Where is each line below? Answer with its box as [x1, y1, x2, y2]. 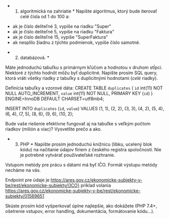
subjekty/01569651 [5, 193, 44, 199]
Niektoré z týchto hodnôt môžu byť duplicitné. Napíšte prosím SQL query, [5, 70, 158, 76]
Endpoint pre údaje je [5, 177, 49, 183]
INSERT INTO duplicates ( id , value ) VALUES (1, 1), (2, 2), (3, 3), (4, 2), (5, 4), [5, 106, 164, 111]
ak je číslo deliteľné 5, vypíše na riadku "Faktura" [12, 29, 115, 34]
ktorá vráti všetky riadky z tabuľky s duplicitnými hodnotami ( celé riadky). [5, 75, 158, 81]
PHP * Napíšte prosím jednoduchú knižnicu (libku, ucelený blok [20, 141, 152, 147]
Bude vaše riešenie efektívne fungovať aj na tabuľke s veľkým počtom [5, 121, 151, 126]
